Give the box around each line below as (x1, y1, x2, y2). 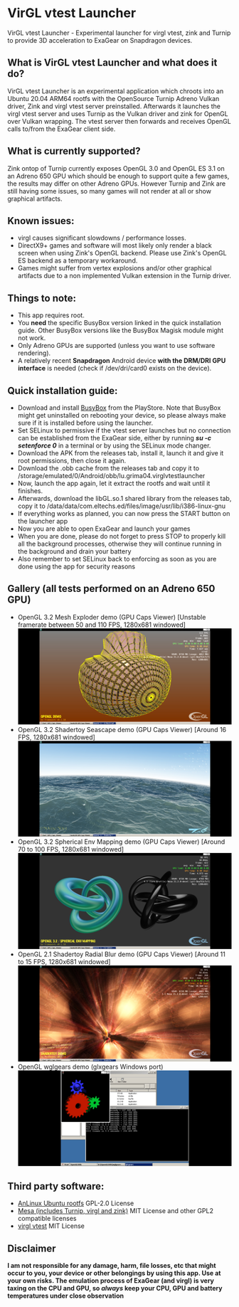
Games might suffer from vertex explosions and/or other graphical (17, 264, 212, 272)
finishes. (17, 487, 43, 495)
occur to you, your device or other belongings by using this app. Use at (7, 1269, 221, 1277)
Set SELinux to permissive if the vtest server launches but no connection (17, 426, 231, 435)
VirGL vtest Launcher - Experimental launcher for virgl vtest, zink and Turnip (7, 28, 231, 37)
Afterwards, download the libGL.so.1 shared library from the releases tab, (17, 494, 232, 502)
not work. (17, 334, 46, 342)
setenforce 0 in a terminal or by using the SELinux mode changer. (17, 441, 211, 450)
